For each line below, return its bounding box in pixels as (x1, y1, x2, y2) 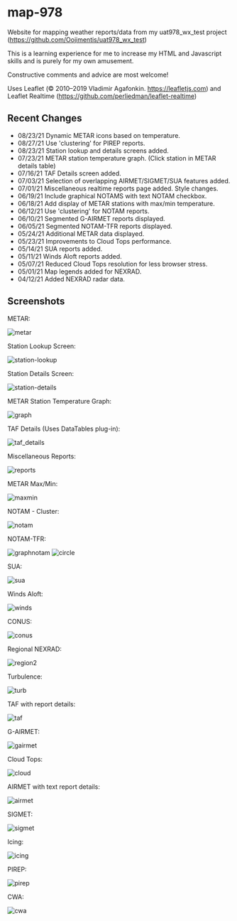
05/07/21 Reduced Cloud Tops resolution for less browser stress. (17, 259, 208, 268)
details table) (17, 161, 56, 170)
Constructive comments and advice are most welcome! (7, 70, 169, 79)
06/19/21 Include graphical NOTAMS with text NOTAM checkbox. (17, 191, 207, 200)
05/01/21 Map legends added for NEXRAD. (17, 267, 142, 276)
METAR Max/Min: (7, 479, 58, 488)
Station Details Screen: (7, 369, 75, 377)
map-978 (7, 4, 63, 21)
